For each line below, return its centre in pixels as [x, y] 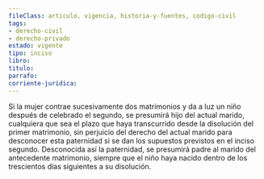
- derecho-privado [39, 38]
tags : [17, 23]
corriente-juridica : [43, 83]
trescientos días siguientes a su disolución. [80, 166]
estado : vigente [36, 46]
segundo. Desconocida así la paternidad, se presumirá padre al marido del [132, 149]
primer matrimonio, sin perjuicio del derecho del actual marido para [120, 132]
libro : [19, 61]
